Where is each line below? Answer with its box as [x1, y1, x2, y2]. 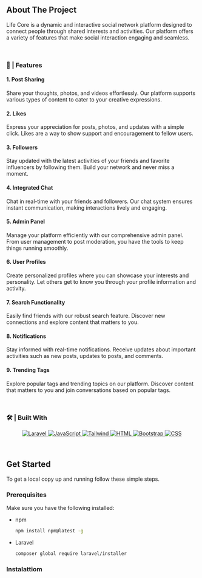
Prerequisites [6, 490, 47, 499]
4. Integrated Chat [6, 184, 53, 191]
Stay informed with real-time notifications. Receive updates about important [6, 346, 196, 353]
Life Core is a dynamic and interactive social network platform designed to [6, 21, 192, 28]
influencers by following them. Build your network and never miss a [6, 163, 175, 171]
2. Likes [6, 109, 27, 117]
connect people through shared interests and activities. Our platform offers [6, 27, 194, 35]
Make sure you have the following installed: [6, 504, 115, 511]
